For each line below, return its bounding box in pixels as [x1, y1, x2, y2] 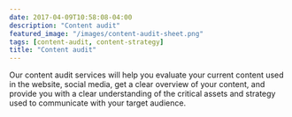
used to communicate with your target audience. [9, 98, 187, 108]
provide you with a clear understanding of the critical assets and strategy [9, 89, 276, 99]
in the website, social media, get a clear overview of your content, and [9, 79, 265, 90]
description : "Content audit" [9, 21, 121, 30]
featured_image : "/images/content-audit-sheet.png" [9, 29, 204, 38]
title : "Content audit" [9, 46, 97, 55]
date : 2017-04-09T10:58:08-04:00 [9, 12, 133, 22]
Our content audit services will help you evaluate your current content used [9, 69, 285, 80]
